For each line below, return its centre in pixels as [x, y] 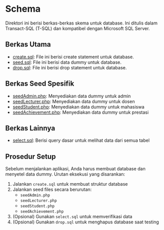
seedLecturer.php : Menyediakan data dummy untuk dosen [74, 101]
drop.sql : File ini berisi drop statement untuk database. [70, 67]
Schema [23, 9]
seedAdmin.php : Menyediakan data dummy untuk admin [72, 96]
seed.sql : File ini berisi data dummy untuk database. [67, 62]
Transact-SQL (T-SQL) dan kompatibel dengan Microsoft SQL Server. [78, 28]
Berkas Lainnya [30, 128]
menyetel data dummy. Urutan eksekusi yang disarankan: [65, 174]
